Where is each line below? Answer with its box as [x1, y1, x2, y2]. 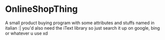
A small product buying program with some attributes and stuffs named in [5, 20, 155, 26]
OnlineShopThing [5, 3, 78, 15]
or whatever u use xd [5, 30, 48, 36]
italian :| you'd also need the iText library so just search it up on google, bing [5, 25, 160, 31]
